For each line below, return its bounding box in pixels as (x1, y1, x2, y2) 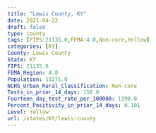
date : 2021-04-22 (7, 17, 59, 24)
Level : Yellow (7, 108, 49, 115)
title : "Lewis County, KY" (7, 10, 87, 18)
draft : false (7, 23, 46, 30)
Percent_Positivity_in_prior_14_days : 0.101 (7, 102, 140, 109)
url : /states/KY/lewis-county (7, 115, 97, 122)
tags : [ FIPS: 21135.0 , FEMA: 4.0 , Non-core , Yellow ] (7, 37, 150, 44)
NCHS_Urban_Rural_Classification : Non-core (7, 82, 138, 89)
